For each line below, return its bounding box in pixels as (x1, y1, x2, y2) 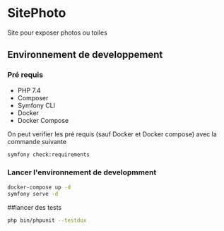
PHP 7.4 (17, 86, 41, 95)
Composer (17, 93, 49, 102)
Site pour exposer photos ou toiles (7, 28, 107, 37)
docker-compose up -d (7, 184, 71, 191)
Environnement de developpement (7, 49, 163, 61)
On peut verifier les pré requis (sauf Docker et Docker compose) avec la (7, 129, 217, 138)
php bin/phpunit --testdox (7, 217, 87, 224)
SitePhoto (7, 5, 66, 21)
